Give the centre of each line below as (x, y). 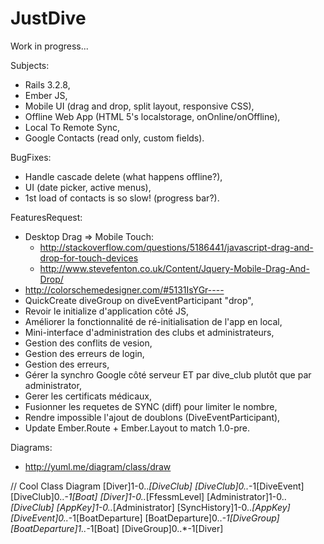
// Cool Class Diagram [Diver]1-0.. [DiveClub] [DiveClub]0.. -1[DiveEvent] (157, 486)
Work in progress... (49, 46)
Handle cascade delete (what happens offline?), (123, 176)
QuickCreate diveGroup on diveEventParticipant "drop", (139, 300)
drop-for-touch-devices (89, 258)
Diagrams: (31, 447)
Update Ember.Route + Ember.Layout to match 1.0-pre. (137, 428)
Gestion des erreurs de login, (84, 353)
